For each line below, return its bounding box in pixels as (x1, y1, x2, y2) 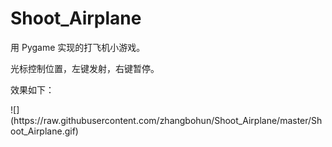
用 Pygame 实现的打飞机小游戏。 (10, 41, 146, 53)
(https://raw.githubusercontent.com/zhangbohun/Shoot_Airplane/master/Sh (10, 114, 323, 126)
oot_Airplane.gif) (10, 125, 79, 137)
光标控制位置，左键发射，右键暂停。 (10, 62, 160, 74)
